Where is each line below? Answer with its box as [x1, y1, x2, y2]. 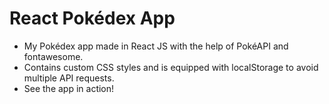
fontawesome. [23, 50, 84, 62]
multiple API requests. [23, 72, 115, 84]
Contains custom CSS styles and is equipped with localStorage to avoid [23, 61, 319, 73]
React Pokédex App [9, 7, 176, 30]
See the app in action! [23, 82, 115, 94]
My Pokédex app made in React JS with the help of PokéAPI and [23, 40, 289, 52]
